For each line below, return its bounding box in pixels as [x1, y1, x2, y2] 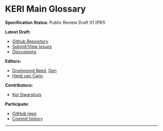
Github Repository [12, 38, 49, 44]
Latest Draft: [5, 29, 31, 35]
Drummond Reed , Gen [12, 67, 57, 74]
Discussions [12, 49, 37, 55]
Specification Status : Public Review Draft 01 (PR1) [5, 19, 106, 25]
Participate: [5, 101, 30, 107]
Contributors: [5, 82, 33, 88]
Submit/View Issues [12, 43, 52, 49]
